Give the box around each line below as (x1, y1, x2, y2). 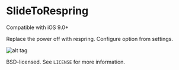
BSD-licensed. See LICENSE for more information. (6, 58, 126, 65)
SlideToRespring (6, 4, 89, 18)
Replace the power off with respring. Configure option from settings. (6, 35, 173, 42)
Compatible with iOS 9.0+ (6, 24, 69, 31)
